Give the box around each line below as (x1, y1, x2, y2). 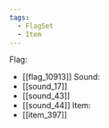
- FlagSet (17, 21, 54, 30)
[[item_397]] (21, 109, 68, 121)
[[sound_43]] (21, 90, 71, 101)
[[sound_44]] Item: (21, 100, 91, 111)
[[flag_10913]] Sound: (21, 72, 101, 82)
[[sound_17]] (21, 81, 68, 92)
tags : (9, 13, 29, 22)
